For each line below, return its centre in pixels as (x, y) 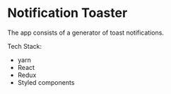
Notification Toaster (67, 13)
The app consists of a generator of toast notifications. (86, 33)
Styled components (46, 82)
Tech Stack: (25, 46)
